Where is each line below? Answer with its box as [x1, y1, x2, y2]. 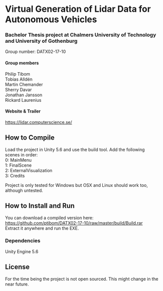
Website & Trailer [5, 108, 41, 114]
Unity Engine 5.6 [5, 248, 39, 254]
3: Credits [5, 173, 25, 178]
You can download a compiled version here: [5, 215, 94, 221]
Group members [5, 60, 39, 66]
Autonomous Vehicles [5, 14, 97, 25]
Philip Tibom [5, 71, 30, 77]
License [5, 263, 30, 271]
